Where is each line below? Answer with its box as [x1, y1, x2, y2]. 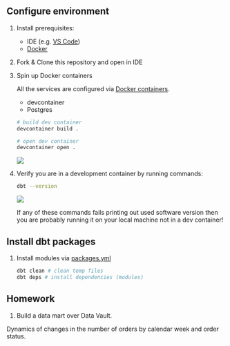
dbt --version [16, 183, 57, 190]
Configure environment [6, 6, 110, 17]
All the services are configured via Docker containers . [16, 84, 170, 93]
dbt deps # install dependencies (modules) [16, 273, 144, 280]
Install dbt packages [6, 236, 96, 247]
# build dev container [16, 119, 82, 126]
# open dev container [16, 137, 79, 144]
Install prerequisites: [16, 23, 75, 32]
